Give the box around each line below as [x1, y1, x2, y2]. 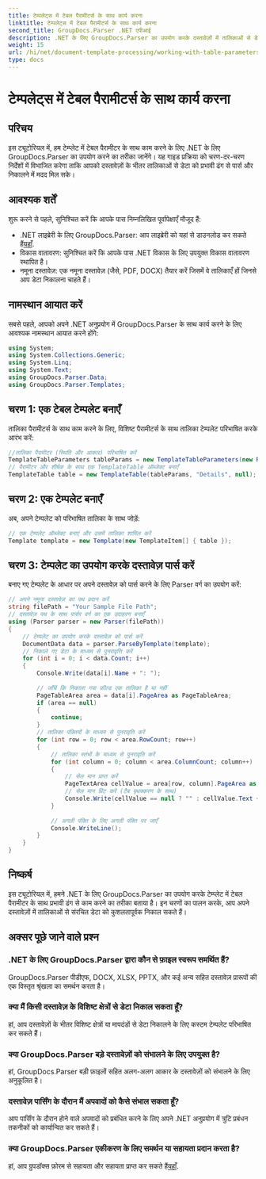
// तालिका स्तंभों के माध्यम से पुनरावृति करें [50, 750, 156, 758]
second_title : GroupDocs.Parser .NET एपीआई [8, 26, 151, 34]
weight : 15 [8, 41, 44, 49]
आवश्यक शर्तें [8, 193, 56, 207]
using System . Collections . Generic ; [8, 351, 126, 359]
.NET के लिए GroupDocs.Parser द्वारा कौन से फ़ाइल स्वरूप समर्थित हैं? [8, 955, 230, 966]
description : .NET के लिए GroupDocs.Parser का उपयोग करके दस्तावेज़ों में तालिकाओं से [8, 33, 251, 42]
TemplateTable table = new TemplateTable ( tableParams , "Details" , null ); [8, 471, 257, 479]
